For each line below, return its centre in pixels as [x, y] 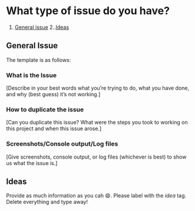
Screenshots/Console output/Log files [62, 144]
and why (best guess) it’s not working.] [53, 94]
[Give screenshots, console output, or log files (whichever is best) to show [96, 157]
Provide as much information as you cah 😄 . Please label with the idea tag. [96, 196]
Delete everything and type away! [47, 202]
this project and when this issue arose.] [54, 128]
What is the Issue [32, 75]
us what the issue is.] [32, 163]
